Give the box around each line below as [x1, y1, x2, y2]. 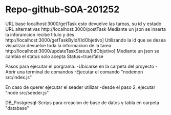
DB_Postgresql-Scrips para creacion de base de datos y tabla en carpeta [5, 99, 160, 106]
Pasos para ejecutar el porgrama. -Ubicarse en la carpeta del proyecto [5, 63, 155, 69]
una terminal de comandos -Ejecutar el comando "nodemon [17, 68, 143, 75]
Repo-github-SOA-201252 [5, 4, 120, 15]
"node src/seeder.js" [5, 89, 49, 95]
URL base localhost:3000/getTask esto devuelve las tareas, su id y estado [5, 21, 162, 27]
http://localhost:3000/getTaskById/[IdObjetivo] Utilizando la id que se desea [5, 37, 166, 43]
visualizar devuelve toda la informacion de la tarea [5, 42, 112, 48]
